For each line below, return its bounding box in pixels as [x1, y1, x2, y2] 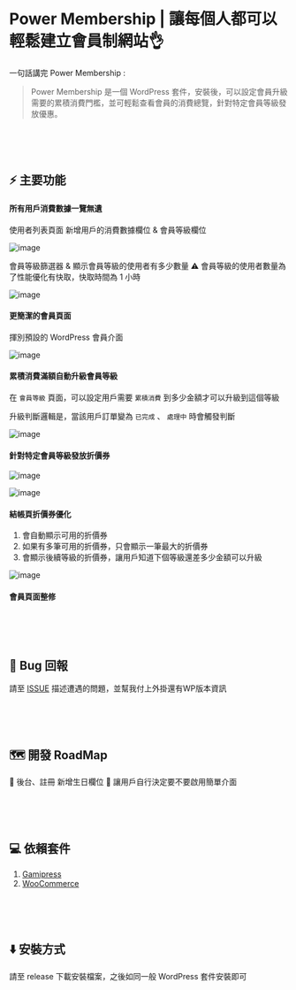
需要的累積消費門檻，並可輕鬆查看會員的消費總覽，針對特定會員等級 [30, 97, 279, 108]
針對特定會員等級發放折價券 [9, 449, 110, 461]
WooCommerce [21, 878, 80, 888]
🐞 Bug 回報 [9, 657, 68, 673]
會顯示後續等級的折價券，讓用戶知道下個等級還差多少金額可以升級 [21, 552, 262, 563]
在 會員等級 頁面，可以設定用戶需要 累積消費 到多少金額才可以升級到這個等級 [9, 392, 280, 403]
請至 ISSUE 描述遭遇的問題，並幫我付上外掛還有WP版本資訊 [9, 683, 227, 694]
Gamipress [21, 869, 62, 879]
